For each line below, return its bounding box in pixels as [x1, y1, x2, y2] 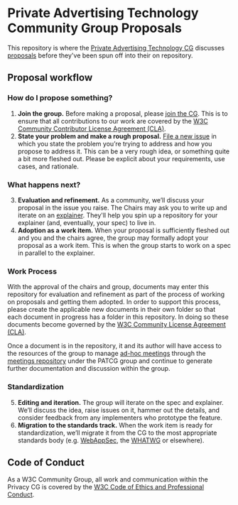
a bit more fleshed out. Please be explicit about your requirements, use [17, 154, 225, 163]
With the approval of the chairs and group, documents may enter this [7, 283, 210, 291]
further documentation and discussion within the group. [7, 364, 171, 373]
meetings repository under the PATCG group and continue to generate [7, 357, 213, 365]
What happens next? [7, 180, 81, 190]
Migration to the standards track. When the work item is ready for [17, 420, 213, 429]
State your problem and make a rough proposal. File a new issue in [17, 131, 217, 140]
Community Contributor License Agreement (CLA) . [17, 124, 166, 133]
